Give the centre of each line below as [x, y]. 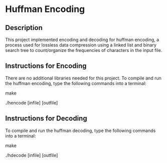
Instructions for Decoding [46, 118]
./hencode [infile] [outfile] [32, 102]
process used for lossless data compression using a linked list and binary [81, 45]
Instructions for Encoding [46, 66]
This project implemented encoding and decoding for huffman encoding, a [82, 39]
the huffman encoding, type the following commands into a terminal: [76, 83]
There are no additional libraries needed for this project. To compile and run [83, 78]
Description [24, 28]
